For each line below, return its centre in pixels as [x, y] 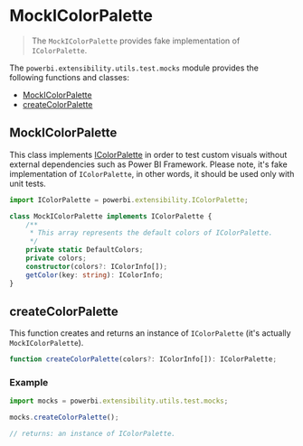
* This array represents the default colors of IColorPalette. [151, 233]
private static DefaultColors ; [85, 250]
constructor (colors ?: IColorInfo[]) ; [97, 266]
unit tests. [28, 183]
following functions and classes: [69, 77]
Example [29, 383]
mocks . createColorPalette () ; [64, 418]
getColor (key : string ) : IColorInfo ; [95, 275]
